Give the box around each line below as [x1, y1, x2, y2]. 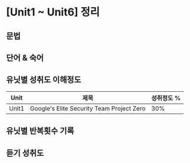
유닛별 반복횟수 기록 [6, 126, 74, 136]
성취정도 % [151, 94, 181, 102]
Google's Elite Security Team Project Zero [30, 104, 146, 113]
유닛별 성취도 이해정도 [6, 75, 81, 85]
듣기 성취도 [6, 148, 44, 158]
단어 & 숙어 [6, 53, 44, 63]
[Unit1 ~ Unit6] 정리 [6, 5, 100, 19]
